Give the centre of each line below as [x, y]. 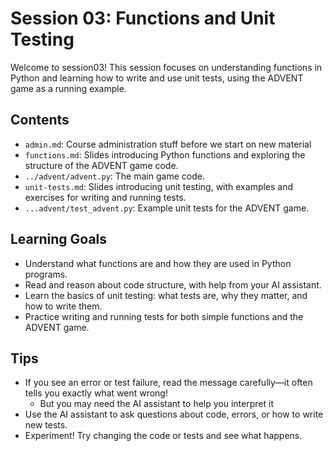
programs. [46, 274]
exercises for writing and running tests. [105, 197]
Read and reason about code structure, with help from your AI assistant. [173, 284]
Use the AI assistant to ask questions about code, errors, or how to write [174, 414]
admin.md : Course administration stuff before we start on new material [168, 144]
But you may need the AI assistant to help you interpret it [156, 404]
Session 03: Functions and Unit [143, 18]
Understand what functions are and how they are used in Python [158, 263]
